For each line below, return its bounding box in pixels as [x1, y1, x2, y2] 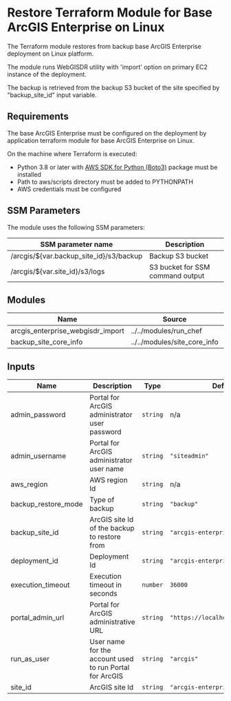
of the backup [89, 524, 135, 533]
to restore [89, 532, 122, 541]
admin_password [10, 410, 66, 420]
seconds [89, 589, 118, 598]
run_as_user [10, 654, 50, 664]
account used [89, 654, 134, 664]
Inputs [7, 360, 36, 372]
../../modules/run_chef [131, 326, 203, 336]
